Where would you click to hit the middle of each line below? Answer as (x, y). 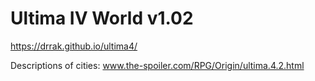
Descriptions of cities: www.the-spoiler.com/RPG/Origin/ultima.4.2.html (157, 65)
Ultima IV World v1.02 (102, 18)
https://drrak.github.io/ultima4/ (74, 46)
